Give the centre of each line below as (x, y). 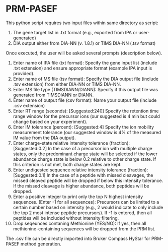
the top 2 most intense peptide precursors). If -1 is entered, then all (82, 213)
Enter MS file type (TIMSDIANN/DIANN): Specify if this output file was (85, 89)
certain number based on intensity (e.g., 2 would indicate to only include (88, 207)
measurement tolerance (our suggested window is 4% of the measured (87, 132)
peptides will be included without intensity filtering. (66, 218)
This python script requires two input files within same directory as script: (82, 23)
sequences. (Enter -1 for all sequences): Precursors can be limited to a (86, 202)
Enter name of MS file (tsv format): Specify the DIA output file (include (86, 79)
